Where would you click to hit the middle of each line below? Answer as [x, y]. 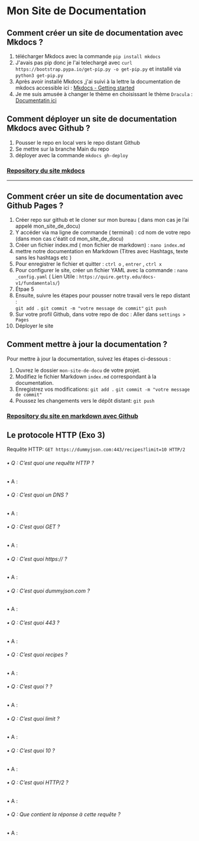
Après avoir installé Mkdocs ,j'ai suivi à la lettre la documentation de [98, 82]
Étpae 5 [25, 289]
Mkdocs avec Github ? [48, 128]
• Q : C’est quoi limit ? [33, 718]
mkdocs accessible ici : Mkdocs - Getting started [75, 88]
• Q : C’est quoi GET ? [33, 527]
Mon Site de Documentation [76, 11]
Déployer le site [34, 326]
